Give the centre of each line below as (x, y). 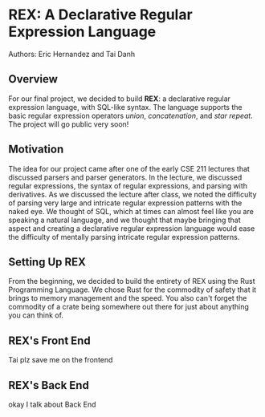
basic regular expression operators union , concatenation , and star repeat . (130, 115)
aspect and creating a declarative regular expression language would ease (132, 228)
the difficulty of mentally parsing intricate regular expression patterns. (124, 237)
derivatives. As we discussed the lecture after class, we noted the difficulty (132, 194)
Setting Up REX (47, 262)
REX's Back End (49, 385)
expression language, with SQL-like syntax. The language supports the (125, 107)
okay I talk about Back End (52, 404)
